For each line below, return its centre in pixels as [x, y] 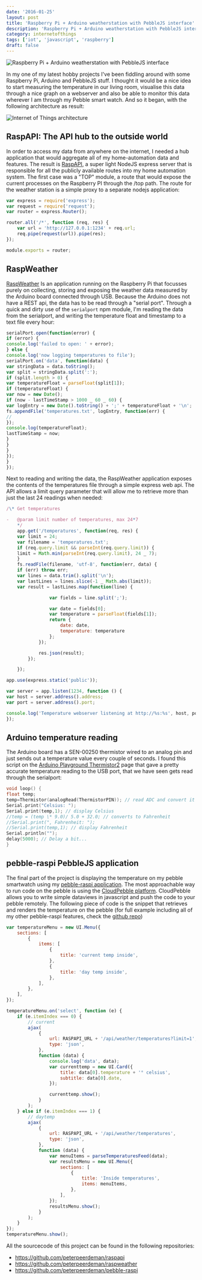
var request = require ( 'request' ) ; [51, 206]
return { [60, 620]
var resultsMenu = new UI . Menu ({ [91, 1161]
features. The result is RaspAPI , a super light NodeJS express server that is [99, 164]
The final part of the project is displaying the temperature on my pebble [95, 878]
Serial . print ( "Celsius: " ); [41, 805]
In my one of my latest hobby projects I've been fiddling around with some [98, 74]
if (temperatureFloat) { [37, 389]
